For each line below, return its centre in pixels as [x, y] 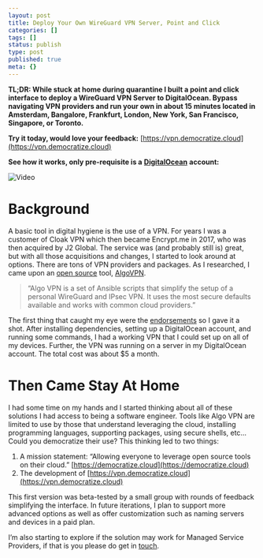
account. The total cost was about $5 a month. [84, 354]
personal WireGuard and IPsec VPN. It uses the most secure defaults [139, 296]
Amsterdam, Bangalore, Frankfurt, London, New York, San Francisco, [123, 114]
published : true [35, 60]
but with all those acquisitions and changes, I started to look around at [122, 256]
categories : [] [33, 30]
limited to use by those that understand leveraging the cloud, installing [122, 424]
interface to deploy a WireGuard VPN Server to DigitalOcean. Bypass [123, 97]
